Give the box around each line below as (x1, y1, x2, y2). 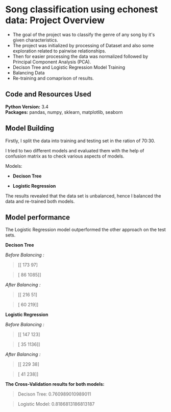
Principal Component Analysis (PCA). (12, 58, 91, 65)
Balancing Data (12, 69, 45, 75)
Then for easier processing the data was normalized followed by (12, 53, 149, 60)
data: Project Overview (5, 14, 105, 26)
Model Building (5, 124, 55, 133)
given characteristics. (12, 37, 59, 43)
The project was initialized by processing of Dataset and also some (12, 42, 154, 48)
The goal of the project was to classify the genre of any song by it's (12, 31, 155, 37)
